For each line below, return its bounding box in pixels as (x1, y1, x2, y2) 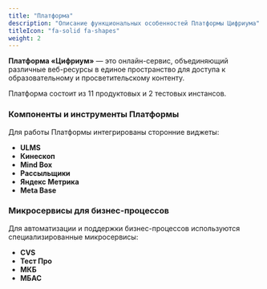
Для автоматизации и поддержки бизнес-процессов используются (8, 223, 241, 233)
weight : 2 (8, 34, 42, 43)
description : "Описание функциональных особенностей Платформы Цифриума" (8, 19, 261, 27)
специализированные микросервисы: (8, 232, 139, 242)
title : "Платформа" (8, 11, 74, 20)
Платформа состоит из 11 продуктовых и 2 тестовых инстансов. (8, 89, 227, 99)
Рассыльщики (19, 168, 71, 177)
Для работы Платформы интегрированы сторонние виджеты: (8, 127, 220, 136)
